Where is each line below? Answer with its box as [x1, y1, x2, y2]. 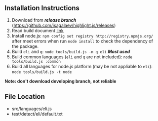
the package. [11, 43, 39, 49]
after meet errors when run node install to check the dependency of [11, 38, 154, 44]
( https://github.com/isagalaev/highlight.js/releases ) [11, 22, 116, 28]
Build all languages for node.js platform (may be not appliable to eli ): [11, 63, 153, 69]
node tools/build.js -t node [11, 69, 72, 75]
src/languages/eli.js [11, 106, 52, 112]
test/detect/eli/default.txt [11, 111, 63, 117]
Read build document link [11, 27, 64, 34]
